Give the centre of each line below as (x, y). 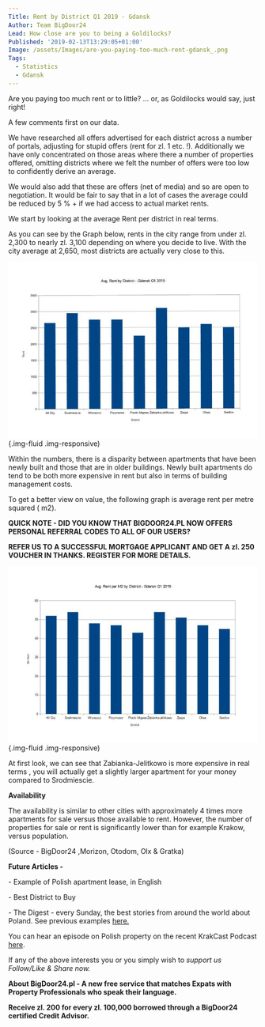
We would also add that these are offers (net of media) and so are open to (129, 187)
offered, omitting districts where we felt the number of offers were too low (129, 163)
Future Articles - (36, 867)
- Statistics (37, 67)
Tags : (17, 59)
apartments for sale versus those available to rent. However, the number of (130, 819)
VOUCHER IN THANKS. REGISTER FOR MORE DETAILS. (100, 555)
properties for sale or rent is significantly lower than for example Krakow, (127, 827)
